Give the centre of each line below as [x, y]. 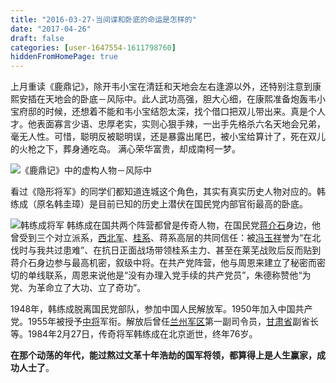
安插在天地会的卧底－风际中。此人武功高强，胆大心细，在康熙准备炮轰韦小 [172, 99]
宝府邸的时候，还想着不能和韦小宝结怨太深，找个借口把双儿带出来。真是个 [163, 112]
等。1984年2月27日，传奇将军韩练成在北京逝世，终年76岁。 [134, 334]
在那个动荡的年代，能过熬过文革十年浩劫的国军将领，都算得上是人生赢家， [163, 355]
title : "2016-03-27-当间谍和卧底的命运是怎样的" [103, 19]
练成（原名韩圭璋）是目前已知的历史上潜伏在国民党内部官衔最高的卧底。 [159, 204]
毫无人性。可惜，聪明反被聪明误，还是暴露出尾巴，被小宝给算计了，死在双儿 [168, 137]
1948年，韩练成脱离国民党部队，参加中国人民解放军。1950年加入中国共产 [161, 309]
